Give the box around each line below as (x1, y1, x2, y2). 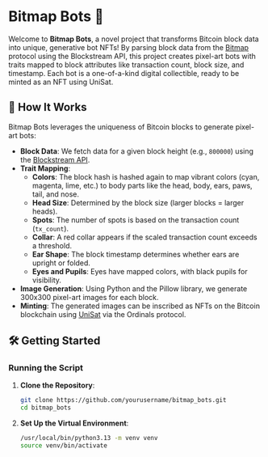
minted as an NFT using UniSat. (8, 77, 114, 87)
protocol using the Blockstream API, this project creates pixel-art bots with (8, 51, 257, 61)
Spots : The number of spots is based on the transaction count (31, 214, 240, 225)
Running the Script (8, 362, 83, 374)
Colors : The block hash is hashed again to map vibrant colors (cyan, (31, 171, 260, 181)
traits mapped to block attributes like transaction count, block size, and (8, 60, 245, 70)
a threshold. (31, 240, 73, 250)
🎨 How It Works (8, 100, 87, 114)
